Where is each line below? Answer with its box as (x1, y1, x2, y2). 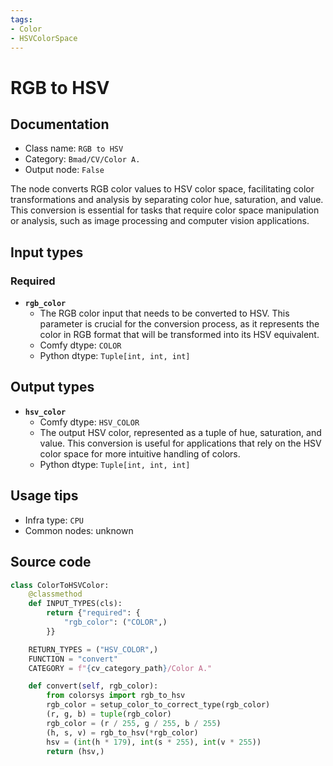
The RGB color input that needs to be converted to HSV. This (39, 307, 290, 320)
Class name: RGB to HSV (24, 142, 124, 155)
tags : (10, 14, 33, 25)
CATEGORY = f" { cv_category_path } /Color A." (28, 663, 213, 673)
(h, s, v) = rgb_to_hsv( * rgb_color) (46, 727, 199, 738)
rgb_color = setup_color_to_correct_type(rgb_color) (46, 700, 271, 710)
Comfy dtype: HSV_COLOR (39, 416, 140, 428)
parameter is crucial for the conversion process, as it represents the (39, 318, 320, 330)
